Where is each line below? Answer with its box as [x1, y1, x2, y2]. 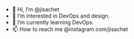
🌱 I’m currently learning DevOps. [12, 19, 94, 26]
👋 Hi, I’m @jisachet [12, 6, 60, 13]
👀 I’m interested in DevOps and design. [12, 12, 110, 19]
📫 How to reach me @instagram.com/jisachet [12, 26, 129, 33]
